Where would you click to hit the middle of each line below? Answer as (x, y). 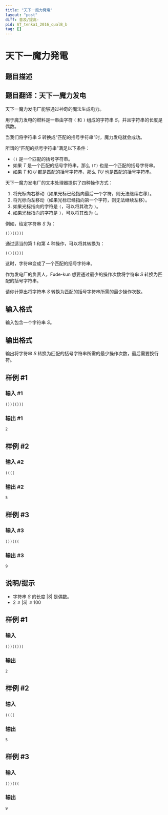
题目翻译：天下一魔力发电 (46, 96)
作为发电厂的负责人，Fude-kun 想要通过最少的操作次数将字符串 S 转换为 (82, 274)
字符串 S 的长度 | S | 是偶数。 (42, 596)
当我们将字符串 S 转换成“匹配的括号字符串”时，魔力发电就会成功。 (75, 137)
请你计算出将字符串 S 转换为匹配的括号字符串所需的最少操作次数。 (75, 291)
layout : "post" (22, 15)
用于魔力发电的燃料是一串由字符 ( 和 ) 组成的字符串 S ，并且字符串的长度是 (84, 120)
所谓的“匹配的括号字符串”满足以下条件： (48, 148)
